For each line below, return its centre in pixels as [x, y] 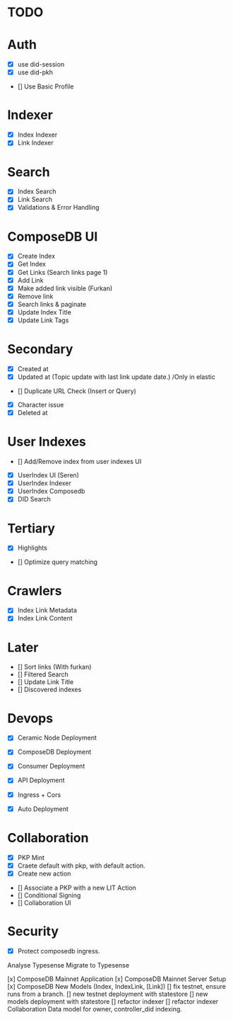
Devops [30, 718]
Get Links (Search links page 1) [62, 272]
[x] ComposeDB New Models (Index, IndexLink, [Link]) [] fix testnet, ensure [116, 986]
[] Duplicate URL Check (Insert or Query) [77, 391]
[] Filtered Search [43, 674]
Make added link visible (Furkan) [65, 288]
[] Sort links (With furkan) [54, 667]
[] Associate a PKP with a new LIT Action [77, 888]
